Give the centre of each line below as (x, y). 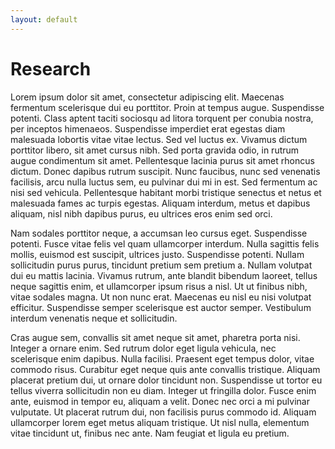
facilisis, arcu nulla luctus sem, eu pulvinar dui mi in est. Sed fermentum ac (164, 182)
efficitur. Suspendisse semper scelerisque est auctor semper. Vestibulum (161, 307)
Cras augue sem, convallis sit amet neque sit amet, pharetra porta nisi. (155, 337)
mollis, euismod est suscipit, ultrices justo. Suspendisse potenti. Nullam (157, 254)
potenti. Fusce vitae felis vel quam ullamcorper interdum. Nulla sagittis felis (165, 243)
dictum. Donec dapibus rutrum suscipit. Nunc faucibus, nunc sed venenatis (165, 171)
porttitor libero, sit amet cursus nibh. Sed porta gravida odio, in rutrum (155, 150)
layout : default (44, 19)
